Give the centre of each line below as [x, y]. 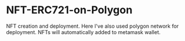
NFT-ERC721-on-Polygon [69, 10]
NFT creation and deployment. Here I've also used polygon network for [92, 26]
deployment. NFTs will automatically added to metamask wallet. [83, 32]
